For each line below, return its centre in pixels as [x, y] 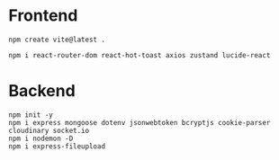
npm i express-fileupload [57, 146]
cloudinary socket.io [49, 130]
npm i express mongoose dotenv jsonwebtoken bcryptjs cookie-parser [139, 122]
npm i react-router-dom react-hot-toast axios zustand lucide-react [139, 55]
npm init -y [31, 115]
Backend [42, 91]
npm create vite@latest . [57, 40]
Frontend [43, 16]
